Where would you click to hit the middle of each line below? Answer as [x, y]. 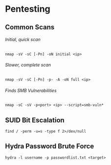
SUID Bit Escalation [35, 120]
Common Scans [30, 27]
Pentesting [28, 9]
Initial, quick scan [23, 40]
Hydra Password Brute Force [50, 146]
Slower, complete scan [28, 65]
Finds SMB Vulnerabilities [31, 90]
